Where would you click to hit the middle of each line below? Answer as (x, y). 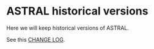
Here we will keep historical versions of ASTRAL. (68, 28)
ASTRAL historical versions (77, 11)
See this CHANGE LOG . (36, 39)
